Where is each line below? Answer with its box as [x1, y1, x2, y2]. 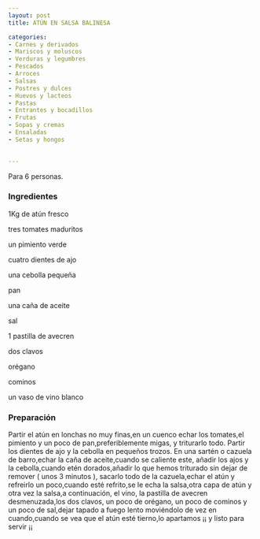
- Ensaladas [8, 128, 47, 136]
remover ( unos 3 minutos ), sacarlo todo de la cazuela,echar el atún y [8, 472, 236, 481]
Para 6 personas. [8, 171, 64, 181]
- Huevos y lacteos [8, 91, 72, 99]
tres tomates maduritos [8, 224, 84, 233]
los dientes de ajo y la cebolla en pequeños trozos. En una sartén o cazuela [8, 447, 252, 456]
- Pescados [8, 62, 44, 71]
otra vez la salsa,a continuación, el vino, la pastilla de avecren [8, 489, 208, 498]
